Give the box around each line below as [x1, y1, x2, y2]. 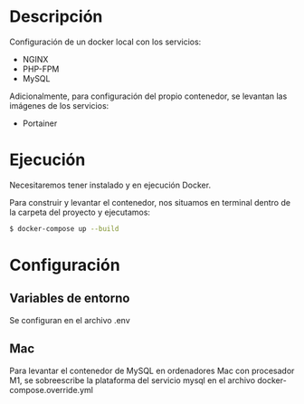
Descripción [9, 6, 103, 27]
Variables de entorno [9, 291, 130, 306]
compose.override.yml [9, 384, 93, 395]
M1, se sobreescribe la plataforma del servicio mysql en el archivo [9, 374, 256, 386]
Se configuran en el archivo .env [9, 314, 131, 325]
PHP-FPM [22, 63, 60, 74]
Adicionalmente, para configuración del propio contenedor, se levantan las [9, 91, 288, 101]
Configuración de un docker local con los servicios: [9, 36, 202, 47]
